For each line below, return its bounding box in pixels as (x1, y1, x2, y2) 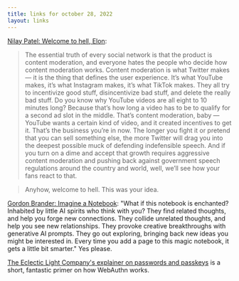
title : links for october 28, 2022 (7, 10, 113, 18)
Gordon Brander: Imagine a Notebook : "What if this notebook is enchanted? (7, 198, 229, 207)
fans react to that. (24, 171, 78, 180)
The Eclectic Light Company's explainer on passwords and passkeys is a (7, 258, 221, 267)
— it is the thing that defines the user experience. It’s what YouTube (24, 73, 223, 82)
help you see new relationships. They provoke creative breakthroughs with (7, 221, 226, 230)
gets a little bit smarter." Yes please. (7, 244, 112, 253)
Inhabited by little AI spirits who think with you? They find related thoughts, (7, 206, 226, 215)
